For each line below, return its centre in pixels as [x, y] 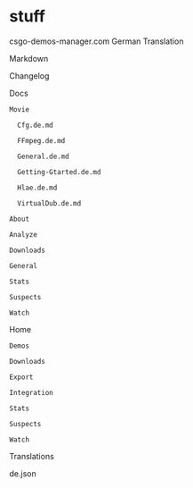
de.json [23, 473]
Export [21, 377]
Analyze [24, 234]
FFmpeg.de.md [41, 140]
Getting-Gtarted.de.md [59, 172]
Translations [32, 456]
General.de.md [43, 156]
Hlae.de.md [37, 188]
